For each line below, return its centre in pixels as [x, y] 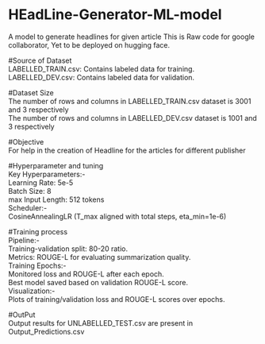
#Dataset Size [31, 92]
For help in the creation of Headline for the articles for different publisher [127, 150]
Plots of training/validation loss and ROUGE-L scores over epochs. [117, 299]
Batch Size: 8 [30, 191]
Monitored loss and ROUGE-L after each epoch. [86, 274]
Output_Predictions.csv [46, 331]
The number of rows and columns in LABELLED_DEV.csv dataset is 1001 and [133, 118]
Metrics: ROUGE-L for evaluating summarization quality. [100, 257]
